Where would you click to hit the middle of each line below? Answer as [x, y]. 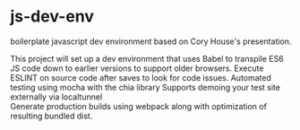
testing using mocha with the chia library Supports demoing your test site [146, 87]
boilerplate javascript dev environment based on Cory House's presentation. [151, 41]
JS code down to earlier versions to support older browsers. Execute [137, 68]
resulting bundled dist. [51, 116]
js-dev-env [52, 17]
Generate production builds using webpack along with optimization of [139, 106]
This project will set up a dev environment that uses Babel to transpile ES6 [147, 58]
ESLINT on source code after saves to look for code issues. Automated [141, 77]
